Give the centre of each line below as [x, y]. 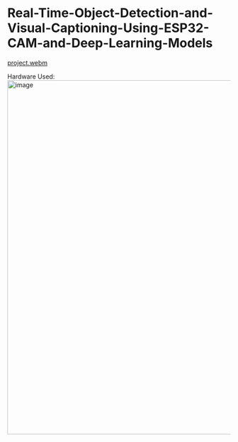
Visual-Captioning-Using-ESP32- [108, 28]
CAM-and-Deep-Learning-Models [110, 43]
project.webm [28, 62]
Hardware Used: [31, 76]
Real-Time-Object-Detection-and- [110, 13]
